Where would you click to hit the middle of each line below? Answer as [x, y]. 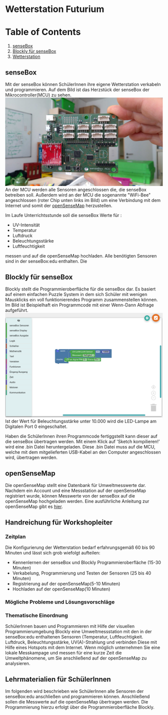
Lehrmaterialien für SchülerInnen [58, 679]
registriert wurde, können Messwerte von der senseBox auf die [70, 496]
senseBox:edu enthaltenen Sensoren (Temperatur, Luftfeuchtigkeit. [74, 637]
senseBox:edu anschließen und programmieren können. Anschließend [77, 696]
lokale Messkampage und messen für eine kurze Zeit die [63, 653]
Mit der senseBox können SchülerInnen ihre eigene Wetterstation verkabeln [83, 84]
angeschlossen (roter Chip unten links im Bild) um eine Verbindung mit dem [83, 200]
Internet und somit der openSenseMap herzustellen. [59, 205]
